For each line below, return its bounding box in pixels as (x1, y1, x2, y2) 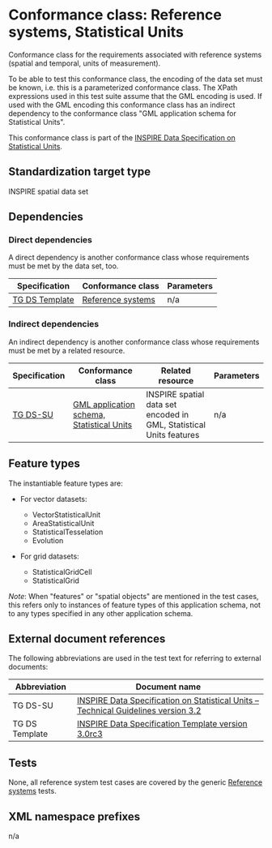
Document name (135, 681, 201, 692)
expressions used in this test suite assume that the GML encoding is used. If (8, 91, 263, 101)
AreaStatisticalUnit (32, 518, 95, 528)
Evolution (32, 535, 64, 545)
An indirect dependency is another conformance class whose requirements (8, 336, 260, 346)
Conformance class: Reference (8, 6, 223, 24)
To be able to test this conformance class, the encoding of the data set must (8, 74, 263, 84)
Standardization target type (8, 165, 151, 179)
